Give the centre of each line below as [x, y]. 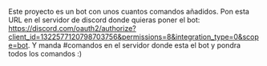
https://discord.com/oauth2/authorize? [72, 28]
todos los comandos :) [45, 54]
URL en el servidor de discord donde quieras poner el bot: [104, 20]
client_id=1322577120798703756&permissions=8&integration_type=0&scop [133, 37]
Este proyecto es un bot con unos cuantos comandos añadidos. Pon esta [129, 12]
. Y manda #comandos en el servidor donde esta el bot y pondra [134, 45]
